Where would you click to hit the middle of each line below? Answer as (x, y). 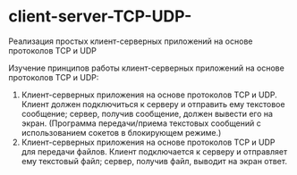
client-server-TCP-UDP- (100, 17)
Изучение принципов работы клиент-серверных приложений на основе (147, 68)
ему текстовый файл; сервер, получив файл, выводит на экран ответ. (154, 161)
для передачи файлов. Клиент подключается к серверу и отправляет (154, 151)
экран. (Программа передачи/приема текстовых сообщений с (141, 123)
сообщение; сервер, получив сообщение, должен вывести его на (147, 113)
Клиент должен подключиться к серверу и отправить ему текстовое (153, 104)
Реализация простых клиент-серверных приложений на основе (131, 41)
